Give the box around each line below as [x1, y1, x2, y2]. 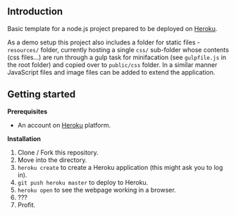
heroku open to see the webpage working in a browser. [17, 185, 176, 194]
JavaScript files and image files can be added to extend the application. [7, 68, 216, 76]
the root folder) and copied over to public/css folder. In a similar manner [7, 60, 218, 69]
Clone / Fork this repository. [17, 148, 99, 156]
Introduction [7, 6, 63, 18]
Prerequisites [7, 107, 48, 116]
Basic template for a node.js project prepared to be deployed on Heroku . [7, 24, 218, 32]
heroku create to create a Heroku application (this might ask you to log [17, 163, 223, 171]
